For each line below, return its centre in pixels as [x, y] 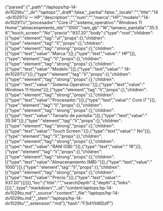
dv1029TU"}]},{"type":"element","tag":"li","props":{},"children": [68, 74]
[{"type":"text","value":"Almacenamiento [45, 162]
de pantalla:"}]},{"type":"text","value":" [109, 115]
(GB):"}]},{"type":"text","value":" [95, 146]
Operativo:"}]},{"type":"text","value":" [107, 84]
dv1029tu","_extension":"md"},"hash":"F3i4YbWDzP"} [59, 203]
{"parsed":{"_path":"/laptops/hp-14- [41, 7]
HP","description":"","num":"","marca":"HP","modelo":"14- [92, 17]
